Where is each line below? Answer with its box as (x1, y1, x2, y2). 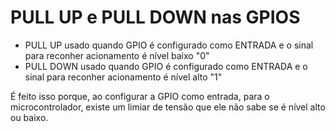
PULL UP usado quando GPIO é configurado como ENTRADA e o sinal (24, 39, 314, 51)
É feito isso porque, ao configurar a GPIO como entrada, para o (10, 90, 270, 102)
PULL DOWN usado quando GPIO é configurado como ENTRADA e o (24, 60, 308, 72)
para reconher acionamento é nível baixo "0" (24, 49, 210, 61)
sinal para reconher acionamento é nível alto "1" (24, 71, 223, 83)
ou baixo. (10, 111, 49, 123)
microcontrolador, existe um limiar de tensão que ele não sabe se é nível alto (10, 101, 326, 113)
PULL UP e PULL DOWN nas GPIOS (10, 6, 301, 29)
